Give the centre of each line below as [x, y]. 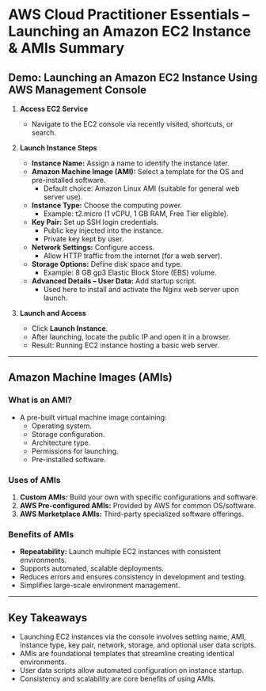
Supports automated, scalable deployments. [92, 568]
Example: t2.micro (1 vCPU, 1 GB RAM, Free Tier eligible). [136, 214]
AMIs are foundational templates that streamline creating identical [127, 654]
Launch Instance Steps [58, 148]
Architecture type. [61, 442]
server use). [63, 197]
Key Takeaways [48, 618]
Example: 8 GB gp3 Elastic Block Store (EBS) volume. [130, 272]
